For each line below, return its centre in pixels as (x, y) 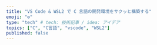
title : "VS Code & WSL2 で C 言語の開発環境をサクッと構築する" (79, 11)
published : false (27, 33)
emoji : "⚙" (19, 17)
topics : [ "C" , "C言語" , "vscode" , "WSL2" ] (58, 28)
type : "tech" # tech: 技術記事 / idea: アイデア (63, 22)
